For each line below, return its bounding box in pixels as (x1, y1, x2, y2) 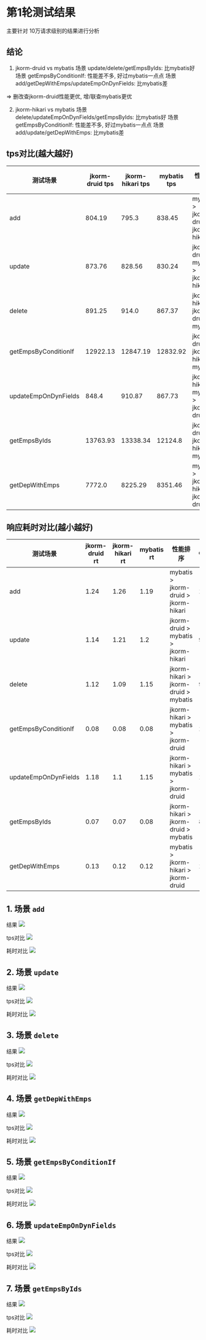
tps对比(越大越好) (6, 149, 74, 159)
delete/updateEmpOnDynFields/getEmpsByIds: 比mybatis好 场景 (15, 113, 179, 120)
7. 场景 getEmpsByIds (6, 1283, 82, 1293)
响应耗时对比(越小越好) (6, 522, 93, 532)
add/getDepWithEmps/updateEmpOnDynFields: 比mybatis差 (15, 79, 168, 87)
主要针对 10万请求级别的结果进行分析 (6, 27, 100, 34)
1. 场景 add (6, 903, 45, 914)
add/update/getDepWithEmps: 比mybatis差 (15, 128, 124, 136)
